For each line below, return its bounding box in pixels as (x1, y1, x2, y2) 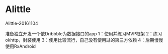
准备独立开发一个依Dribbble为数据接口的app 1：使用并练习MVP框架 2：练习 (5, 30, 162, 36)
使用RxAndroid (5, 43, 36, 49)
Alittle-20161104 (5, 20, 39, 26)
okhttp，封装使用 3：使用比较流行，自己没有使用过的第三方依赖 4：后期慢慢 (5, 37, 163, 43)
